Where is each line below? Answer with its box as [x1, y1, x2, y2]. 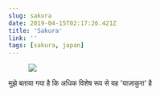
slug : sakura [8, 11, 52, 20]
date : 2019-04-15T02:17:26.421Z [8, 19, 117, 27]
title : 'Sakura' [8, 26, 63, 34]
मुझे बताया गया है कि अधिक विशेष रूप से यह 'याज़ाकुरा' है [8, 78, 153, 88]
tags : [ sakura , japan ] [8, 42, 84, 50]
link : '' [8, 34, 38, 42]
